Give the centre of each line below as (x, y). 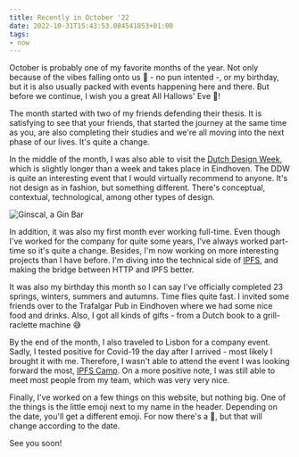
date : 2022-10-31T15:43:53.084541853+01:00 (91, 26)
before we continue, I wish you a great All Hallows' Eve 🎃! (115, 96)
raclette (23, 325)
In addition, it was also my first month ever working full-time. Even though (145, 232)
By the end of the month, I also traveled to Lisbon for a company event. (140, 342)
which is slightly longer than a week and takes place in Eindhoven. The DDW (149, 169)
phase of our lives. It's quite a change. (79, 142)
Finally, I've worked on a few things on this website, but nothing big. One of (148, 397)
